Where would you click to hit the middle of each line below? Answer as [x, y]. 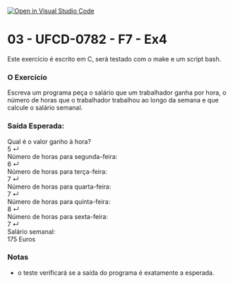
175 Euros [22, 239]
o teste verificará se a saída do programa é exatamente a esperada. [116, 273]
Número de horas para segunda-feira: [62, 156]
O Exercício [27, 77]
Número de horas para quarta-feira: [59, 187]
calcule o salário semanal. [45, 108]
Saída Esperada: [36, 126]
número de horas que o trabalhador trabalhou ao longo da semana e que [113, 100]
